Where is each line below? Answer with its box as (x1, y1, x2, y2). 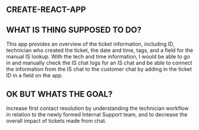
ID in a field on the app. (6, 72, 64, 79)
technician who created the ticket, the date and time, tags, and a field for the (6, 47, 194, 54)
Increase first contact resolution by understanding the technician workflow (6, 105, 189, 112)
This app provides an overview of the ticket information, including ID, (6, 41, 175, 48)
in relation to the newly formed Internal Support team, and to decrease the (6, 111, 188, 118)
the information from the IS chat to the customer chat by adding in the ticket (6, 66, 192, 73)
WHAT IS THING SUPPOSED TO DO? (6, 25, 142, 35)
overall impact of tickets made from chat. (6, 118, 107, 125)
